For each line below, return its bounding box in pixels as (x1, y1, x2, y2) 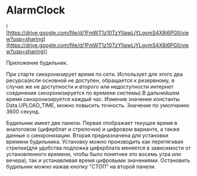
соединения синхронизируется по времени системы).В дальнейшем (6, 89, 180, 96)
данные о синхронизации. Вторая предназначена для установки (6, 131, 169, 138)
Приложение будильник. (6, 59, 68, 66)
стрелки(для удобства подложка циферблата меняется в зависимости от (6, 144, 191, 151)
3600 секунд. (6, 108, 40, 115)
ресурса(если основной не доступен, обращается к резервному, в (6, 77, 175, 84)
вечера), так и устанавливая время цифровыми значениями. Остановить (6, 157, 191, 164)
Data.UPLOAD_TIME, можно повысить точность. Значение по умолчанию (6, 101, 189, 109)
